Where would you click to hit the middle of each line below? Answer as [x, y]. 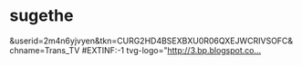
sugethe [42, 16]
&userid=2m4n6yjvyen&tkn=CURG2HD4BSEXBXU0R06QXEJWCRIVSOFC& [151, 41]
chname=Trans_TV [45, 50]
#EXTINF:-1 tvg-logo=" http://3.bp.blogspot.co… [172, 50]
